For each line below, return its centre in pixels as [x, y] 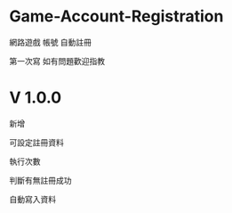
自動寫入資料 [32, 199]
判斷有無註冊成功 [40, 180]
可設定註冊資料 [36, 142]
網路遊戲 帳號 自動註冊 [50, 42]
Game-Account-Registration [116, 16]
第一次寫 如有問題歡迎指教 [57, 61]
